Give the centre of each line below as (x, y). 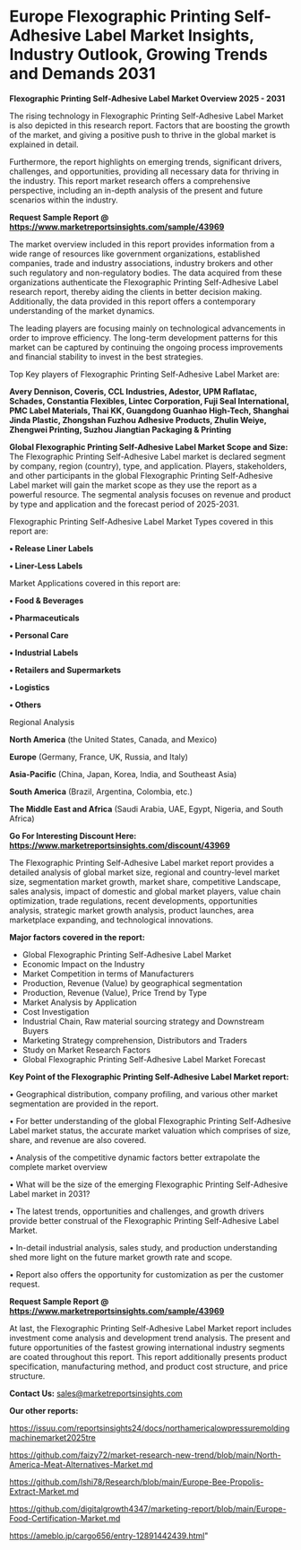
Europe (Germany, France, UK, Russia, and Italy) (99, 757)
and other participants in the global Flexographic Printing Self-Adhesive (141, 475)
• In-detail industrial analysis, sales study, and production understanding (143, 1247)
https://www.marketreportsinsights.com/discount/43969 (120, 845)
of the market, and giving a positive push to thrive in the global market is (142, 134)
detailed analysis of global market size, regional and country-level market (145, 872)
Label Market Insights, (169, 35)
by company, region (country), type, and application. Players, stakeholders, (148, 466)
